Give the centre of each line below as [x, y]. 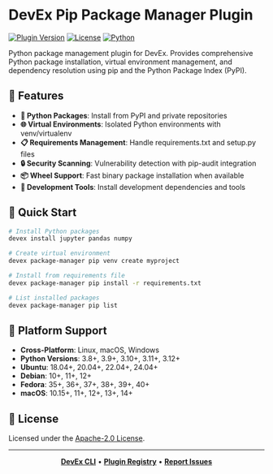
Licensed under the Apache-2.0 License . [77, 438]
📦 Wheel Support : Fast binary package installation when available [132, 175]
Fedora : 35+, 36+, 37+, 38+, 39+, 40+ [85, 385]
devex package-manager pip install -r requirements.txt [105, 283]
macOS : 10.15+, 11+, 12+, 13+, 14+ [76, 393]
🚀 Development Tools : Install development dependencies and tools [133, 187]
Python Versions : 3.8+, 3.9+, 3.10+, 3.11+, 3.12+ [100, 359]
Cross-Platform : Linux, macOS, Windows [90, 350]
